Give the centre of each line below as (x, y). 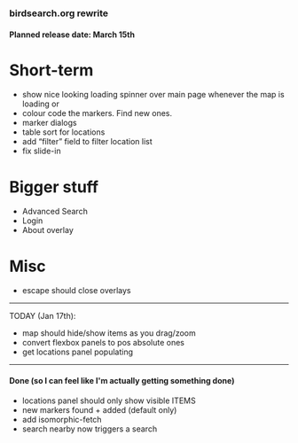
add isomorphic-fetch (62, 419)
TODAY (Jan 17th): (43, 316)
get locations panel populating (78, 352)
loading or (41, 104)
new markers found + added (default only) (99, 409)
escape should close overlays (76, 291)
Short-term (51, 70)
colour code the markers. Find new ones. (97, 113)
